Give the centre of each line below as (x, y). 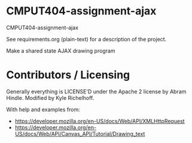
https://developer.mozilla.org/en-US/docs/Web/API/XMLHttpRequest (100, 121)
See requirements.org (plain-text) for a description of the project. (86, 39)
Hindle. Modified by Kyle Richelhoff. (50, 98)
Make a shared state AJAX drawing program (61, 51)
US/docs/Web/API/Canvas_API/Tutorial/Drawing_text (80, 133)
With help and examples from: (43, 109)
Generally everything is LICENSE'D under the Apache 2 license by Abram (96, 92)
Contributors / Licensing (68, 75)
